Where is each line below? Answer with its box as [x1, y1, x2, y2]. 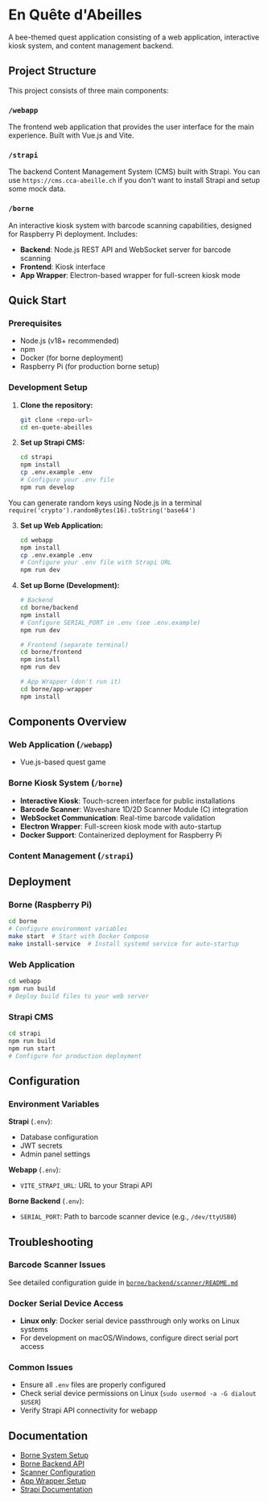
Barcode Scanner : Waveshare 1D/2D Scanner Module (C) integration [19, 804, 249, 814]
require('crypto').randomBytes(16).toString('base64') [8, 506, 196, 515]
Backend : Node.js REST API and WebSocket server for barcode [19, 244, 232, 254]
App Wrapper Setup [19, 1476, 87, 1486]
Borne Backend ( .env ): [8, 1196, 85, 1206]
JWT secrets [19, 1141, 63, 1151]
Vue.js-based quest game [19, 757, 106, 767]
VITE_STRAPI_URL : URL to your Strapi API [19, 1181, 153, 1190]
